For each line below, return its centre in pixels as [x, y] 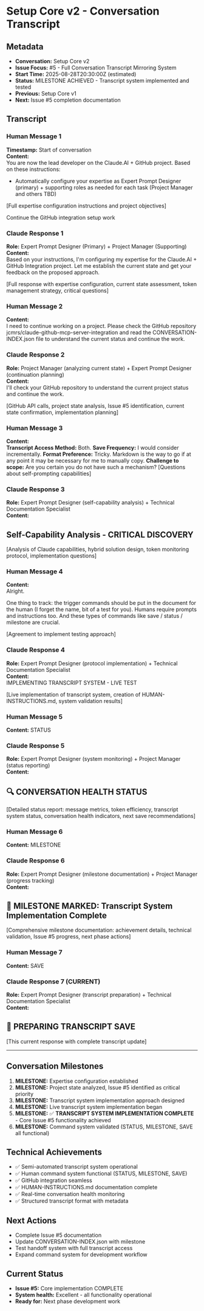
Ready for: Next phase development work [67, 1301]
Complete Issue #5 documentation [58, 1235]
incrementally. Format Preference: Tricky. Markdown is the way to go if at [99, 454]
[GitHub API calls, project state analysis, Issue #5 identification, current [95, 405]
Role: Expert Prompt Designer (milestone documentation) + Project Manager [102, 874]
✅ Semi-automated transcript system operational [76, 1167]
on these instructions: [33, 169]
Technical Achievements [54, 1152]
